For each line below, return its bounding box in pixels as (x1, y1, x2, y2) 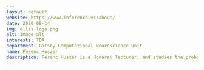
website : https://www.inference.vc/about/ (6, 15, 115, 21)
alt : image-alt (6, 32, 45, 38)
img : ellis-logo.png (6, 26, 59, 32)
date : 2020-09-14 (6, 20, 50, 26)
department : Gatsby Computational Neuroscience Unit (6, 43, 143, 49)
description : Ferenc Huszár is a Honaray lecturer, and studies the (6, 54, 183, 60)
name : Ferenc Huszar (6, 49, 59, 55)
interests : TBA (6, 37, 45, 43)
